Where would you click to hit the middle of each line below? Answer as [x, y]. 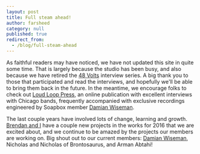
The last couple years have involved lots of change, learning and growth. [97, 119]
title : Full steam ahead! [39, 17]
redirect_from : [25, 40]
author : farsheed [28, 23]
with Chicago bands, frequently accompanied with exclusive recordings [95, 100]
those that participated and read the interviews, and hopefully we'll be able [100, 81]
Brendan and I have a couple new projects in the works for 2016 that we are [100, 125]
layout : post [23, 12]
